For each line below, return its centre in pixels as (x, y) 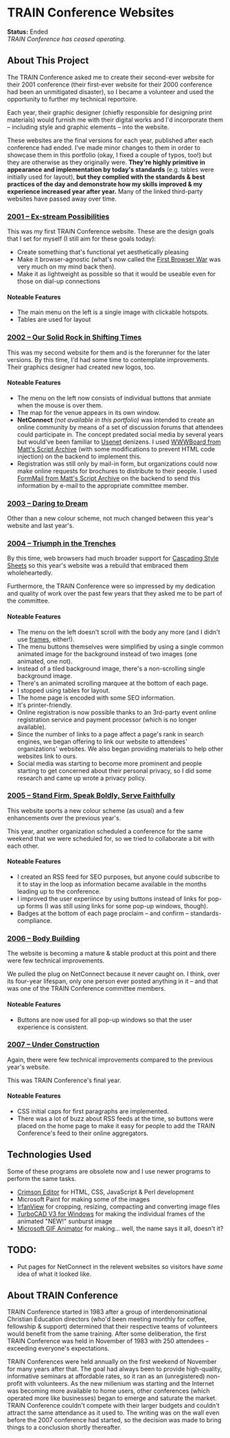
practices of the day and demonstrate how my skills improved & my (105, 184)
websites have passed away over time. (62, 199)
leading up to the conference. (59, 892)
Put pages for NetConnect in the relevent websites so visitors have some (120, 1266)
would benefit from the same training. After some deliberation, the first (107, 1334)
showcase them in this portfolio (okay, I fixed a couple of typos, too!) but (110, 155)
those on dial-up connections (59, 281)
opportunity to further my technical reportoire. (72, 99)
